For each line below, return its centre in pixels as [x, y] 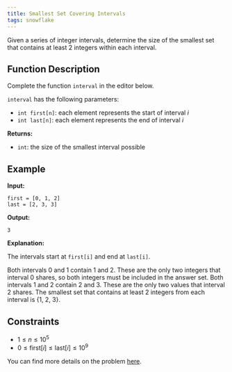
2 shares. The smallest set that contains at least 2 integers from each [106, 292]
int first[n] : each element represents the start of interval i [103, 113]
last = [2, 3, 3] [32, 205]
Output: [18, 218]
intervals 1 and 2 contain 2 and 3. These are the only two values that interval [116, 285]
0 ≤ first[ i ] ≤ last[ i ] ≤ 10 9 [53, 347]
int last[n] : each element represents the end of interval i [100, 120]
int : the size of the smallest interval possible [81, 147]
